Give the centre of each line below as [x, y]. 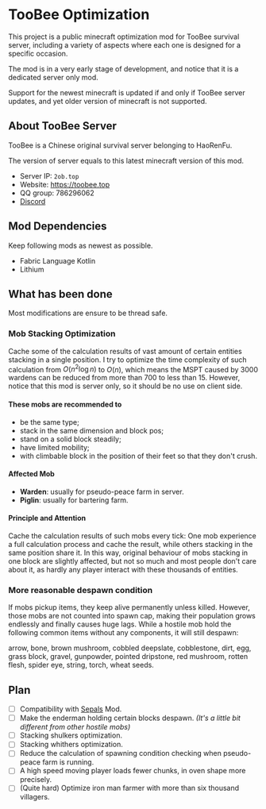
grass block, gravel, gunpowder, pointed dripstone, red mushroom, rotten [128, 657]
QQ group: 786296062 [57, 193]
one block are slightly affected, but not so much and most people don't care [132, 561]
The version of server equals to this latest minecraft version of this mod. [126, 160]
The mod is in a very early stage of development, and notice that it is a [123, 68]
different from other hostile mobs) [75, 727]
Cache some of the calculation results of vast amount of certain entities [125, 351]
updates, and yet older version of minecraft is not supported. [108, 101]
